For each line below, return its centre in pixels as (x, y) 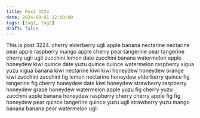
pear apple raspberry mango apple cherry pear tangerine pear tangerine (96, 52)
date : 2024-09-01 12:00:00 (40, 17)
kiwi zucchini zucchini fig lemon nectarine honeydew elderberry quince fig (98, 77)
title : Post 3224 (28, 12)
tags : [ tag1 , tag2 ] (30, 23)
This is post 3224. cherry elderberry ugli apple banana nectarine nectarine (98, 45)
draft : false (22, 28)
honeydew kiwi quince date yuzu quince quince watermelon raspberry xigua (100, 64)
